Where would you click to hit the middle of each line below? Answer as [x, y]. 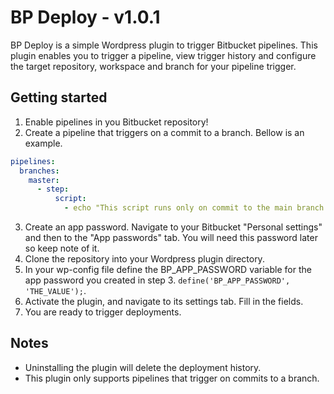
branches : [39, 171]
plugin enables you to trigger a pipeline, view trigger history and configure [163, 55]
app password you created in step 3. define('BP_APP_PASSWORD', [157, 280]
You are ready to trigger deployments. [103, 312]
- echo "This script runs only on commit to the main [178, 208]
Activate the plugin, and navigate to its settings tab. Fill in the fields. [164, 301]
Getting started [59, 97]
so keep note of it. [62, 248]
